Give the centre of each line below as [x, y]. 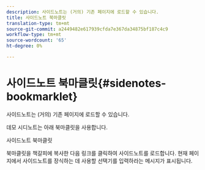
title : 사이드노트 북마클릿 [36, 18]
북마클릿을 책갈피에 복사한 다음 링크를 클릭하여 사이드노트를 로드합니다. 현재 [97, 153]
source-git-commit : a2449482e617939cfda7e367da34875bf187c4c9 [87, 29]
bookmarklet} [42, 97]
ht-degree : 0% [24, 46]
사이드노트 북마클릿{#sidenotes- [86, 83]
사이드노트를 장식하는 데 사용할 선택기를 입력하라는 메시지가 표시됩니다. [107, 161]
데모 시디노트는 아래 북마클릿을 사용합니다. [57, 127]
